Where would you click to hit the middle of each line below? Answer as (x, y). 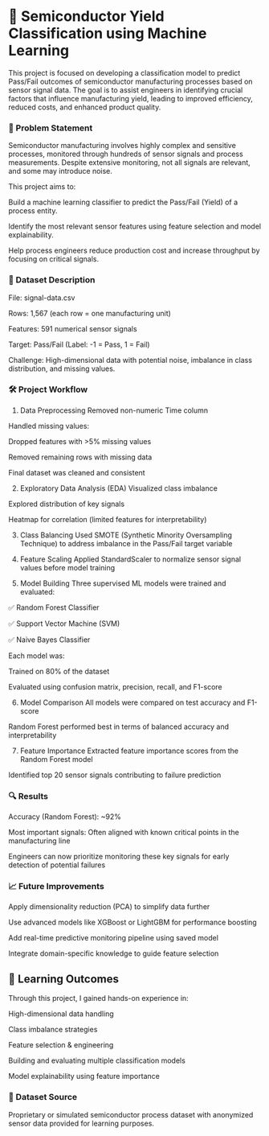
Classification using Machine (108, 33)
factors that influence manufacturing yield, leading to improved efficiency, (130, 98)
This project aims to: (42, 187)
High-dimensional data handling (61, 1014)
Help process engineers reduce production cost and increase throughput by (134, 251)
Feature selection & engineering (61, 1045)
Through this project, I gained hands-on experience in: (98, 998)
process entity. (33, 211)
